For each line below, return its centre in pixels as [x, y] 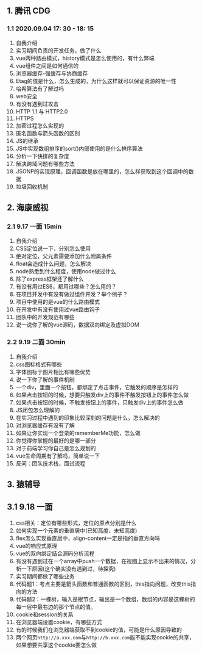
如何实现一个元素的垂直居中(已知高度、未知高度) [76, 530]
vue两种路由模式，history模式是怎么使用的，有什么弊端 [85, 58]
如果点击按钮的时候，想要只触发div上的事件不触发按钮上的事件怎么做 [102, 395]
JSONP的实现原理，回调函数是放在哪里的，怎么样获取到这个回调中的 [102, 171]
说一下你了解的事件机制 [45, 379]
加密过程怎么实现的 [40, 125]
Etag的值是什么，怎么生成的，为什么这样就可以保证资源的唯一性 [96, 81]
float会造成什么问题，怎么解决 [54, 264]
